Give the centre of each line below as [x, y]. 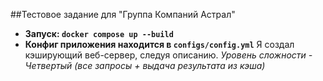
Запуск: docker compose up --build [99, 33]
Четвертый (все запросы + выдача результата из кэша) [145, 65]
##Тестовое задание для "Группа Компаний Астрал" [123, 14]
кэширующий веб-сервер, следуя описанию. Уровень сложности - [168, 55]
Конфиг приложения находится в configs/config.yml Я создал [159, 44]
